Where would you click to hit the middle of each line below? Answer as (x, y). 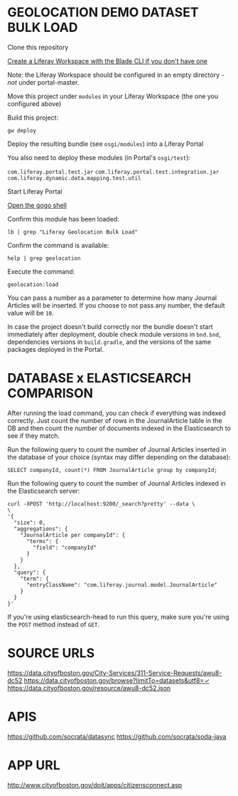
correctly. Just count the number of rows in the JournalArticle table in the (115, 420)
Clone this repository (38, 47)
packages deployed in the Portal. (56, 349)
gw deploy (22, 130)
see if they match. (34, 436)
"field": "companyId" (65, 548)
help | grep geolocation (44, 258)
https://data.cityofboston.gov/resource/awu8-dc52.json (89, 688)
